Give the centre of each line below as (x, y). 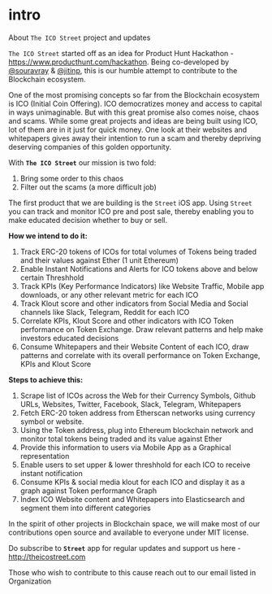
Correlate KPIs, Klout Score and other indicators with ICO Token (127, 321)
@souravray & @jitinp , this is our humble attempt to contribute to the (123, 70)
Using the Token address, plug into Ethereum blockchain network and (137, 430)
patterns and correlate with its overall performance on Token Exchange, (140, 355)
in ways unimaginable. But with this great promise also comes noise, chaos (134, 112)
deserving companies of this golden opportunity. (90, 146)
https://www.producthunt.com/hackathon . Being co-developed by (119, 62)
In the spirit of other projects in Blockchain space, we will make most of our (134, 523)
